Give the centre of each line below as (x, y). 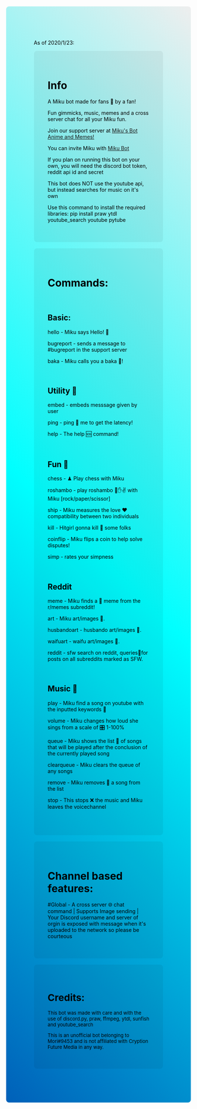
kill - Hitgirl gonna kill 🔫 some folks (89, 528)
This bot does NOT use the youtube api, (96, 184)
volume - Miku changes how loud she (93, 721)
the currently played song (79, 753)
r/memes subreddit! (71, 607)
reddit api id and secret (76, 172)
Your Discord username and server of (93, 918)
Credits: (66, 998)
